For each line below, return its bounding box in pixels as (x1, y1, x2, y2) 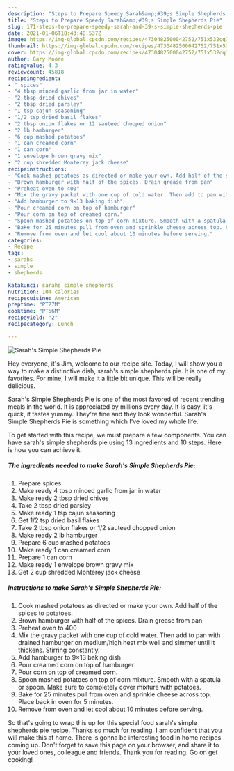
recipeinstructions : (8, 165, 68, 173)
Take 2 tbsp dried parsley (17, 501, 92, 509)
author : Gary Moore (8, 56, 65, 63)
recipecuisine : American (8, 295, 80, 302)
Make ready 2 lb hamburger (17, 531, 98, 539)
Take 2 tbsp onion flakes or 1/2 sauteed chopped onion (17, 523, 176, 531)
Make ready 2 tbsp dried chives (17, 494, 109, 502)
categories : (8, 237, 42, 244)
